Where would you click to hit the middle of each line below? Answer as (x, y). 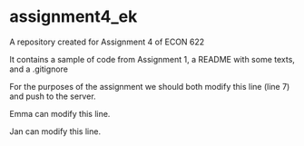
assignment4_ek (74, 17)
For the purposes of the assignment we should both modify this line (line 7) (150, 86)
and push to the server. (53, 96)
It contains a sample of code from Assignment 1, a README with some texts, (152, 59)
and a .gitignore (39, 69)
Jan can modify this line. (55, 131)
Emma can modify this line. (60, 113)
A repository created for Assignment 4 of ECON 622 (107, 42)
